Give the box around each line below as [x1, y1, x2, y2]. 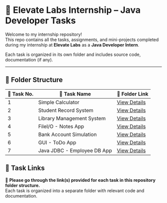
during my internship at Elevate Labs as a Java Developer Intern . [5, 42, 139, 48]
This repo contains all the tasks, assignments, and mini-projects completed [5, 37, 159, 43]
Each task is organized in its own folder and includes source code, [5, 51, 141, 57]
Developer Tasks [5, 15, 76, 26]
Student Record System [38, 106, 93, 113]
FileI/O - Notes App [38, 123, 84, 130]
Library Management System [38, 115, 106, 122]
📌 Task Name [59, 90, 91, 97]
